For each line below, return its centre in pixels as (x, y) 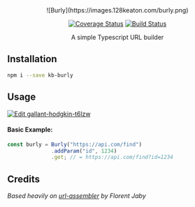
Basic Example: (30, 130)
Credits (24, 179)
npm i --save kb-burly (40, 75)
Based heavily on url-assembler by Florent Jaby (77, 196)
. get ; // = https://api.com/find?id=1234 (112, 158)
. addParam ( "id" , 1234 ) (84, 151)
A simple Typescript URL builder (117, 37)
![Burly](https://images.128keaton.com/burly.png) (117, 10)
